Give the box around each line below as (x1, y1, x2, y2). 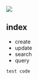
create (14, 38, 31, 45)
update (14, 44, 33, 51)
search (14, 50, 32, 58)
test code (6, 68, 31, 74)
